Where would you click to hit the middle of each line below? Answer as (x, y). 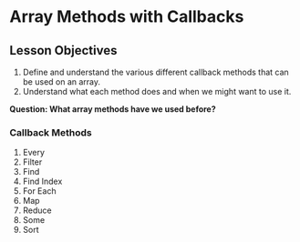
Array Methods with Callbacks (127, 17)
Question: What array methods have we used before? (113, 109)
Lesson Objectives (63, 50)
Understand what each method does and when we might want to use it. (157, 91)
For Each (39, 191)
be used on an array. (62, 82)
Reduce (37, 210)
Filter (32, 162)
